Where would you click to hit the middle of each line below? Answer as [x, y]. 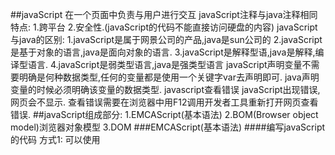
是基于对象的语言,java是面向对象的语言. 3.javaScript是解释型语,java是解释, [163, 52]
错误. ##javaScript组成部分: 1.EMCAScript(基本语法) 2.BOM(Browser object [164, 114]
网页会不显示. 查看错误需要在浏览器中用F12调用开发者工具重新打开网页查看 [164, 102]
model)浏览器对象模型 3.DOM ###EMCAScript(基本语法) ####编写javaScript [168, 127]
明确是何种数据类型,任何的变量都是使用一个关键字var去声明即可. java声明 [169, 77]
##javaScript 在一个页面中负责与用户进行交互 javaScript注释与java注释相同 [164, 14]
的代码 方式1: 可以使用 [55, 139]
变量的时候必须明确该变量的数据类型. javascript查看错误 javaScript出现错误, [165, 89]
